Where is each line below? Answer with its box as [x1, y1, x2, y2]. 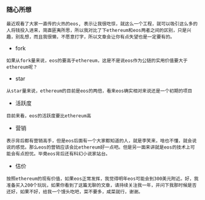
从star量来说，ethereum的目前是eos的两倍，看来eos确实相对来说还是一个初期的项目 [6, 88, 193, 94]
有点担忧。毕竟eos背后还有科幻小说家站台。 [15, 151, 111, 157]
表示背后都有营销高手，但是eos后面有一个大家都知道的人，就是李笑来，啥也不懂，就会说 [6, 138, 197, 144]
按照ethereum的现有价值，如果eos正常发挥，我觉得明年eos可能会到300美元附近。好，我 [6, 176, 199, 182]
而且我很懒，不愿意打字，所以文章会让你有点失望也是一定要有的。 [33, 34, 175, 40]
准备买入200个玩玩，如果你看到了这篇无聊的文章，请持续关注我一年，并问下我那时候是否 [6, 182, 197, 188]
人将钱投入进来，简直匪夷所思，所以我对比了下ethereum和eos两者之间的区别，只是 [6, 28, 187, 34]
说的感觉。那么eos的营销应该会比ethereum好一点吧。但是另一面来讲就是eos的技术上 [6, 144, 191, 151]
